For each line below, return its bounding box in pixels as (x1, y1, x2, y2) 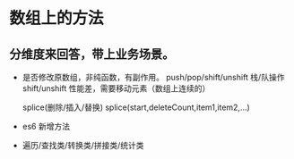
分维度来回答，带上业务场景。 (9, 46, 175, 62)
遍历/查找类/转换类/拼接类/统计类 (22, 140, 144, 150)
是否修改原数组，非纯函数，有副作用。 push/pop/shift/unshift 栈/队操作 (22, 72, 285, 82)
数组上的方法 (9, 8, 105, 29)
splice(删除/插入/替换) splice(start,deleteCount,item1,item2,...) (22, 102, 251, 113)
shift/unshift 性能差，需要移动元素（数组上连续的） (22, 83, 211, 94)
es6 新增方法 (22, 121, 70, 131)
